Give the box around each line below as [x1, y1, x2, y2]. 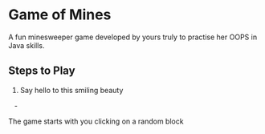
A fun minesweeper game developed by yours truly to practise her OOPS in [8, 32, 258, 42]
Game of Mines [8, 6, 112, 24]
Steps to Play [8, 64, 75, 78]
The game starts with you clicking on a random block [8, 116, 184, 126]
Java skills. [8, 40, 45, 50]
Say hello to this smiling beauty [19, 85, 124, 95]
